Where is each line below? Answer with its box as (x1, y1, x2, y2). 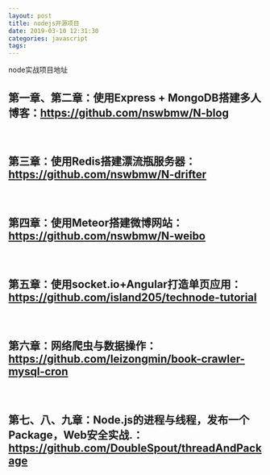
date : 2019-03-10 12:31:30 (8, 27, 99, 35)
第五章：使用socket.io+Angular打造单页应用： (8, 277, 242, 291)
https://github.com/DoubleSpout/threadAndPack (8, 441, 262, 455)
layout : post (8, 11, 52, 20)
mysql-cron (8, 365, 69, 378)
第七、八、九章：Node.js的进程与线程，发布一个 (8, 413, 250, 427)
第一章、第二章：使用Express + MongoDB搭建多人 (8, 90, 262, 105)
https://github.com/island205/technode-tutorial (8, 290, 257, 304)
